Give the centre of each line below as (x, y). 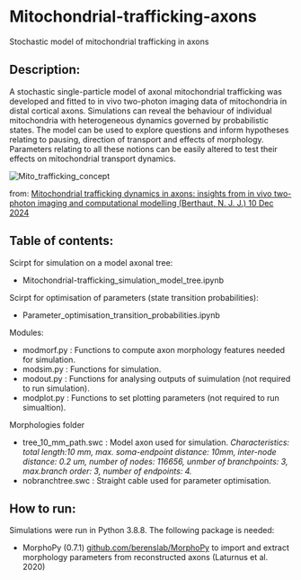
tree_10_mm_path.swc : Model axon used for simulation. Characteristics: (156, 442)
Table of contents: (62, 241)
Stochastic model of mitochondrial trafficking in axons (109, 41)
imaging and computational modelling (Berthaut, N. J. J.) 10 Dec (155, 203)
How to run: (43, 508)
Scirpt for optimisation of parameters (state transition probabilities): (134, 297)
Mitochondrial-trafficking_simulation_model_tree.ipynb (123, 280)
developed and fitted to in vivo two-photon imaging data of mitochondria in (148, 101)
